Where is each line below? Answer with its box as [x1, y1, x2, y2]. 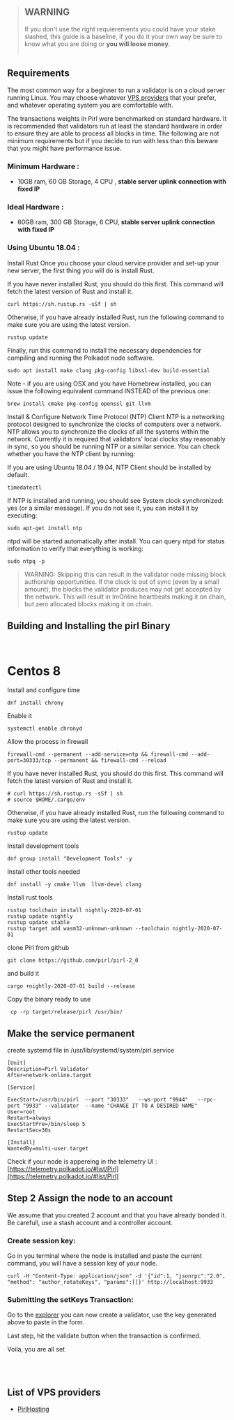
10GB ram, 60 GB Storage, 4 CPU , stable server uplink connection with [17, 177, 226, 185]
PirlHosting [17, 1405, 50, 1414]
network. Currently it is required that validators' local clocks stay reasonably [7, 434, 226, 443]
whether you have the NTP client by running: [7, 449, 136, 458]
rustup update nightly [7, 913, 73, 920]
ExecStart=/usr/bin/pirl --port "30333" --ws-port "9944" [7, 1097, 189, 1104]
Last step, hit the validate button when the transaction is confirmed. [7, 1331, 201, 1340]
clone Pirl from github [7, 944, 70, 952]
